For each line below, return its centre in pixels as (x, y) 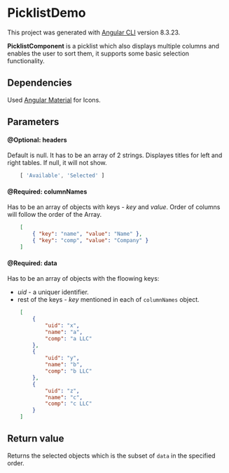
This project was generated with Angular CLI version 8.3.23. (94, 32)
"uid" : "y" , (62, 358)
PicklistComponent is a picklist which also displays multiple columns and (113, 46)
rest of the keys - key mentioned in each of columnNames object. (108, 300)
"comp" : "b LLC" (68, 371)
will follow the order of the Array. (55, 215)
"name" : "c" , (63, 397)
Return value (36, 439)
